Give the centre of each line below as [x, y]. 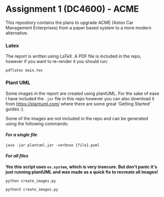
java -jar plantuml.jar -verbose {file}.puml [52, 145]
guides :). [15, 109]
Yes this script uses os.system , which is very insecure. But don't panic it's [82, 167]
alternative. [17, 33]
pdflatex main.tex [24, 70]
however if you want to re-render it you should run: [57, 62]
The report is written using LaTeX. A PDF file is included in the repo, [73, 56]
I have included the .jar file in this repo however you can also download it [80, 98]
